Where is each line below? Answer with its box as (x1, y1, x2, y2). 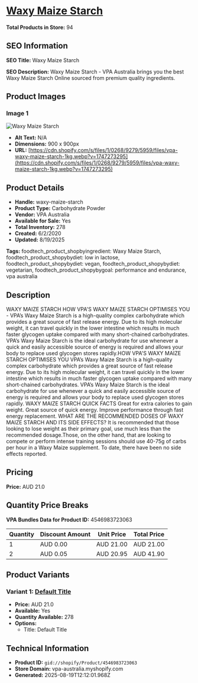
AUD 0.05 (40, 549, 68, 558)
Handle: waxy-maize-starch (14, 198, 84, 205)
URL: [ (14, 147, 31, 154)
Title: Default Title (23, 626, 67, 633)
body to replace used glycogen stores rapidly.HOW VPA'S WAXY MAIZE (6, 350, 181, 357)
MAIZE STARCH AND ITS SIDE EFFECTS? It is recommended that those (6, 419, 180, 426)
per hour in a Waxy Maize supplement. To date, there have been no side (6, 444, 181, 451)
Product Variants (6, 570, 70, 580)
